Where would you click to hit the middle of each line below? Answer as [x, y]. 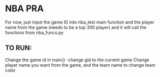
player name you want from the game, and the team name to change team [80, 65]
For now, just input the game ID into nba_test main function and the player [80, 22]
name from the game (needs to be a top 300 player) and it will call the [76, 27]
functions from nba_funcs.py [34, 32]
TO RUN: [18, 48]
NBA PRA [24, 9]
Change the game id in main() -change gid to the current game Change [77, 60]
